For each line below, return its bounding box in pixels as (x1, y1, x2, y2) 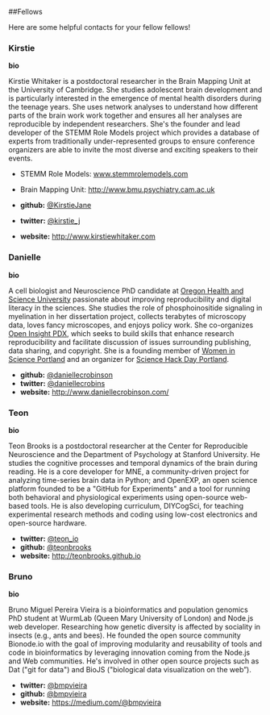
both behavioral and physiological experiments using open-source (8, 492, 229, 502)
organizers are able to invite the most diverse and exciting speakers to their (8, 145, 259, 155)
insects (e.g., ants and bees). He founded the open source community (8, 630, 242, 640)
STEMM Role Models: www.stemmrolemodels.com (19, 169, 189, 179)
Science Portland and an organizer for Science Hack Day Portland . (8, 354, 230, 364)
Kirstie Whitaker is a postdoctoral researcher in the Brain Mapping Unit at (8, 77, 251, 86)
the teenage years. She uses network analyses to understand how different (8, 102, 258, 112)
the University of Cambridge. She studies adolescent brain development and (8, 85, 263, 95)
